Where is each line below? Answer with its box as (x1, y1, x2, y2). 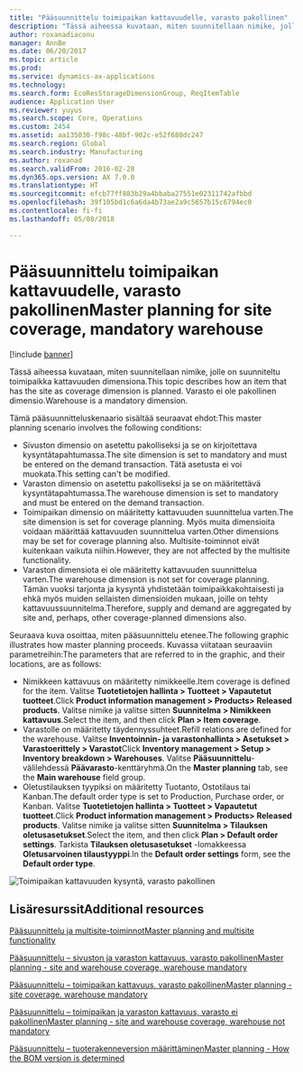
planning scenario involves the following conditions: (9, 421, 202, 433)
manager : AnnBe (9, 38, 67, 48)
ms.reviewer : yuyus (9, 106, 83, 115)
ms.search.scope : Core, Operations (9, 114, 143, 123)
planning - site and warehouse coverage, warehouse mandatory (9, 962, 248, 973)
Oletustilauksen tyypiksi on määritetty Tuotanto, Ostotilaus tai (22, 781, 251, 792)
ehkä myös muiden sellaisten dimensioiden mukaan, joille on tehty (22, 593, 269, 604)
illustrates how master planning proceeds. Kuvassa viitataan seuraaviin (9, 639, 273, 650)
